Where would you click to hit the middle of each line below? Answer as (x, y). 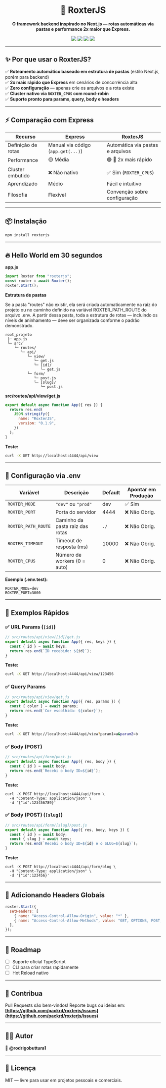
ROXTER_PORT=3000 (23, 593)
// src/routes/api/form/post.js (38, 757)
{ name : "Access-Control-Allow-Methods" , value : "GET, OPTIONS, (82, 921)
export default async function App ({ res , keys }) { (61, 642)
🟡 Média (59, 159)
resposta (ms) (72, 547)
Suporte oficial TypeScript (39, 961)
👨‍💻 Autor (19, 1036)
